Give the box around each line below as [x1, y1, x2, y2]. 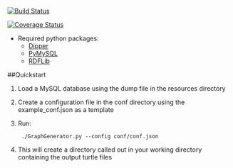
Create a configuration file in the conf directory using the [17, 98, 185, 106]
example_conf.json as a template [17, 106, 114, 113]
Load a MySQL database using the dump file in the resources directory [17, 84, 226, 92]
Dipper [28, 42, 48, 50]
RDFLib [28, 57, 50, 65]
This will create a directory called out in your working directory [17, 145, 202, 154]
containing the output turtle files [17, 153, 113, 161]
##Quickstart [7, 71, 46, 79]
